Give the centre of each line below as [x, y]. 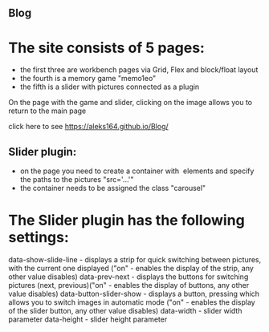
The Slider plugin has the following [126, 221]
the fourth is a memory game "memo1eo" [88, 79]
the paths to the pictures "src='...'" [77, 180]
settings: [39, 238]
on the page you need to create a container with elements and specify [137, 171]
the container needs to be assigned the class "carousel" [113, 188]
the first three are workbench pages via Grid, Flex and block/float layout [139, 70]
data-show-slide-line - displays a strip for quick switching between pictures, [135, 260]
